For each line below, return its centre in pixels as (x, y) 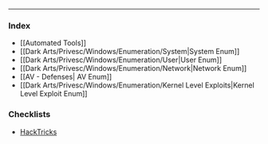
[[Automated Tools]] (53, 43)
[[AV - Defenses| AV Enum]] (66, 77)
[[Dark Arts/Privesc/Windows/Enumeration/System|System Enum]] (130, 52)
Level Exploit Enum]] (53, 94)
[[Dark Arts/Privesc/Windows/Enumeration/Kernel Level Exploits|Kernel (137, 85)
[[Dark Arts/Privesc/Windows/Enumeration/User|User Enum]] (121, 60)
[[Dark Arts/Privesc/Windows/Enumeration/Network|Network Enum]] (133, 68)
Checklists (30, 115)
